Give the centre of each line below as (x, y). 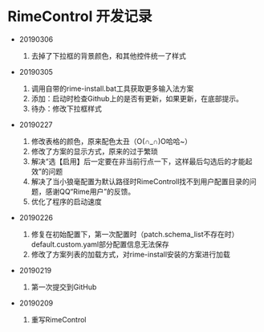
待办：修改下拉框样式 (66, 109)
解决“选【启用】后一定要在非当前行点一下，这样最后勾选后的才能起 (142, 161)
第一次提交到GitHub (64, 287)
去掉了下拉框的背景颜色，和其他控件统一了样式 (108, 55)
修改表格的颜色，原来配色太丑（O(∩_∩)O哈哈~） (111, 141)
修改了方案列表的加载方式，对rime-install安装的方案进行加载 (130, 254)
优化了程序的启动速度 (66, 201)
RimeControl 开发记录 (80, 16)
